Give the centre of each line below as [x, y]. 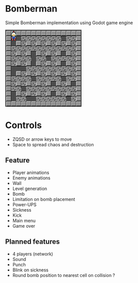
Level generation [30, 188]
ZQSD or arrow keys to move [42, 139]
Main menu [24, 220]
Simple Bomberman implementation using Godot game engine [69, 23]
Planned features [32, 242]
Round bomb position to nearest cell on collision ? [64, 275]
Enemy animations [31, 178]
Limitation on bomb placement [44, 199]
